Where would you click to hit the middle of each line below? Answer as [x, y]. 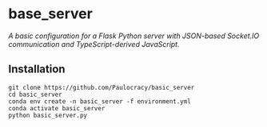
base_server [51, 14]
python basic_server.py [48, 115]
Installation [37, 69]
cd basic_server [35, 94]
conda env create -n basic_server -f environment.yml [100, 101]
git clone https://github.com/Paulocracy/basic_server [102, 87]
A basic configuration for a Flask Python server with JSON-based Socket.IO [134, 36]
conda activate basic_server [57, 108]
